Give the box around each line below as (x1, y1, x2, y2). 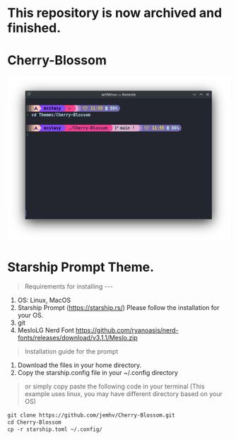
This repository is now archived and (7, 5, 223, 21)
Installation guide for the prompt (24, 347, 119, 356)
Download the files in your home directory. (17, 361, 142, 369)
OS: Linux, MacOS (17, 296, 71, 305)
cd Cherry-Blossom (7, 419, 61, 426)
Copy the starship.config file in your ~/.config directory (17, 369, 179, 377)
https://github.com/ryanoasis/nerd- (75, 326, 179, 335)
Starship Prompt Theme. (7, 259, 154, 275)
